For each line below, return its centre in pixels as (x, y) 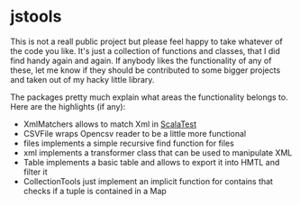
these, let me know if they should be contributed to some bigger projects (145, 70)
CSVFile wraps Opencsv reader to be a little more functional (135, 133)
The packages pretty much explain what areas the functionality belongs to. (149, 97)
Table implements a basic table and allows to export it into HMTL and (151, 162)
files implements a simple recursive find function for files (129, 143)
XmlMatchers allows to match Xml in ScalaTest (110, 124)
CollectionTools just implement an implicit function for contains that (148, 181)
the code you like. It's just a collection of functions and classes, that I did (145, 50)
